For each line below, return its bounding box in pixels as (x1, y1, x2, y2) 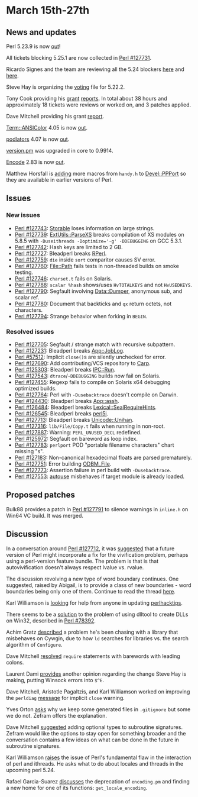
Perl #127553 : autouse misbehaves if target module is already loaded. (14, 473, 185, 480)
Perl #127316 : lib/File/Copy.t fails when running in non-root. (14, 422, 165, 430)
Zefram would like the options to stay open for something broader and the (6, 730, 186, 737)
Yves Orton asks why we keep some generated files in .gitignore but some (6, 705, 191, 713)
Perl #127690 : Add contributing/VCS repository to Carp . (14, 359, 151, 367)
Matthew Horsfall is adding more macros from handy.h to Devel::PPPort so (6, 170, 186, 177)
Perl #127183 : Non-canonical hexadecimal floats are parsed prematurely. (14, 454, 192, 461)
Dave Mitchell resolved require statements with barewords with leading (6, 652, 180, 660)
